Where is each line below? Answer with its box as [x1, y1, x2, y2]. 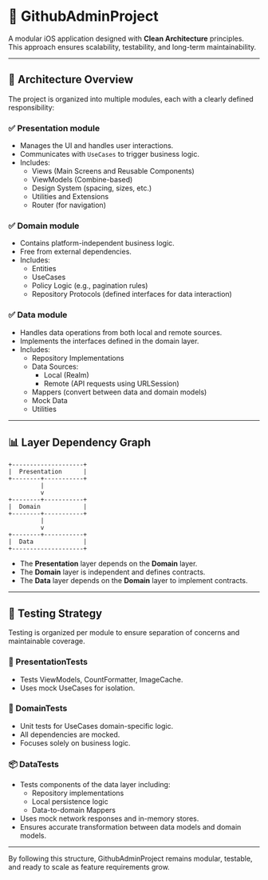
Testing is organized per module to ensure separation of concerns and [8, 628, 240, 638]
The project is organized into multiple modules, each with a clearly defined [8, 94, 254, 103]
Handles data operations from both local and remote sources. [19, 327, 223, 337]
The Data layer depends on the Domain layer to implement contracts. [19, 576, 249, 586]
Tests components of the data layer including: [19, 780, 171, 790]
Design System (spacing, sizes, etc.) [31, 183, 152, 193]
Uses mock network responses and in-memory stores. [19, 814, 199, 823]
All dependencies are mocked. [19, 730, 120, 739]
